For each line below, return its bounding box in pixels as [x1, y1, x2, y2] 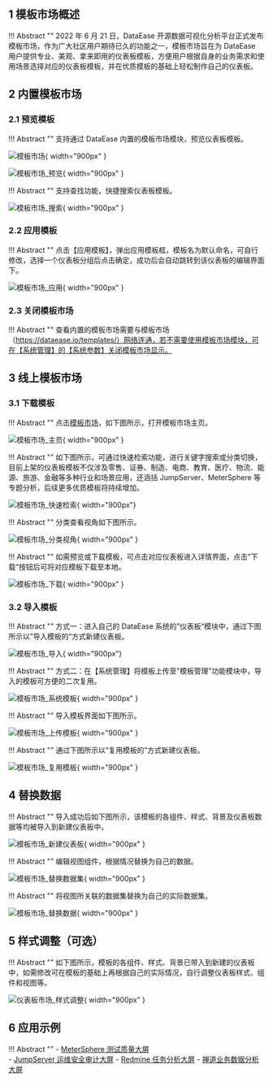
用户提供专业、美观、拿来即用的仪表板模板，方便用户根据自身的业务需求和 [8, 51, 258, 61]
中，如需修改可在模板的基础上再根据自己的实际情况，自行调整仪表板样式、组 [8, 967, 265, 977]
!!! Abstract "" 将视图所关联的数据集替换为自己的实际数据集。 [8, 890, 213, 900]
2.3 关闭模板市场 [8, 305, 74, 316]
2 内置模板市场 [8, 88, 83, 102]
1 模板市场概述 [8, 7, 80, 22]
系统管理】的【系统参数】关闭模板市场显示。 [22, 345, 172, 355]
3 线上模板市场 [8, 371, 83, 385]
